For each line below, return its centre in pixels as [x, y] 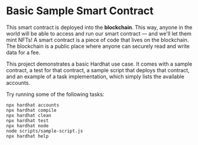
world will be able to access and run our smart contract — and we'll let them [99, 33]
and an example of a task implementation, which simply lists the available [95, 76]
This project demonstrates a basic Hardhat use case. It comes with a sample [99, 64]
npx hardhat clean [29, 115]
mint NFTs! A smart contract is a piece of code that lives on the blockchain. [98, 40]
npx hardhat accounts [33, 105]
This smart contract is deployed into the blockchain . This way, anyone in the [99, 27]
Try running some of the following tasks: [55, 94]
